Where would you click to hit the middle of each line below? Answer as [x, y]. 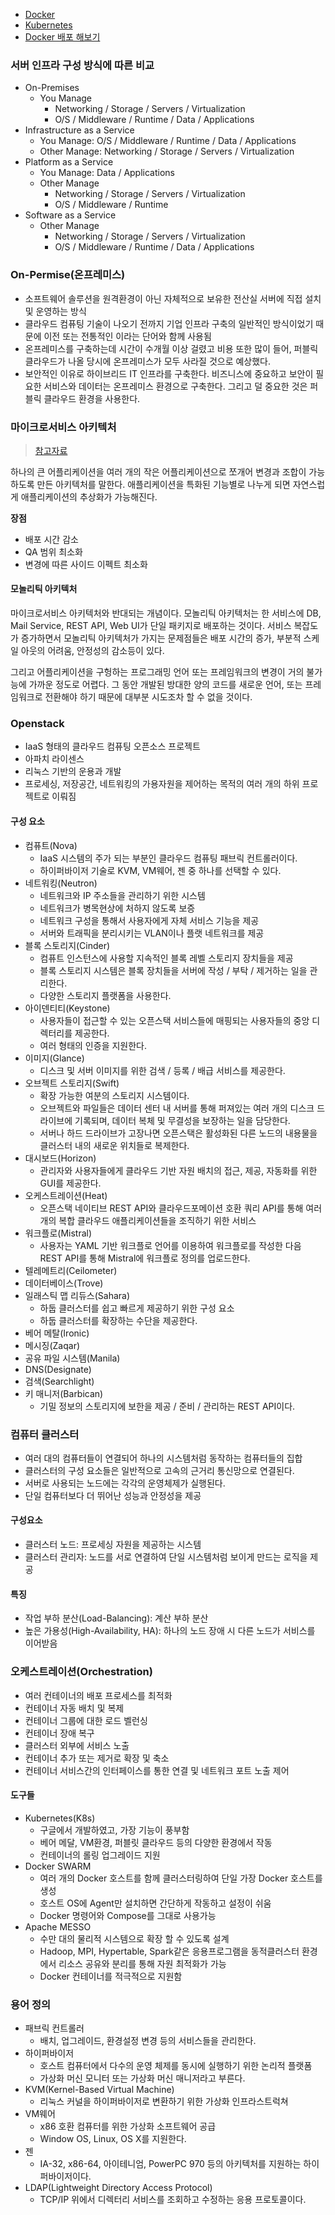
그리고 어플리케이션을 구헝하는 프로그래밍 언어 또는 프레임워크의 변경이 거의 [157, 672]
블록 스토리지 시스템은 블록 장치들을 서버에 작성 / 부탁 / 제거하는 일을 [173, 970]
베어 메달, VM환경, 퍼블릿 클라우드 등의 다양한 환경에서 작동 [156, 1842]
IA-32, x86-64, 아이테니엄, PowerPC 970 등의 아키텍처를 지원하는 [170, 2164]
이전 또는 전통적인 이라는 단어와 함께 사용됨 [127, 336]
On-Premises [52, 88]
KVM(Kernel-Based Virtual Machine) [99, 2090]
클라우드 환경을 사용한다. [92, 398]
